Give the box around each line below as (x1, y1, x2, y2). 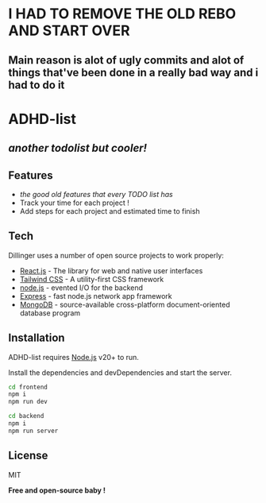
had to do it (8, 78, 65, 91)
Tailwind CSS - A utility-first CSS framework (19, 274, 164, 284)
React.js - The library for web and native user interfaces (19, 265, 203, 275)
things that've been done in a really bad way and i (8, 65, 259, 79)
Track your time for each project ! (19, 198, 129, 207)
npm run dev (8, 398, 48, 406)
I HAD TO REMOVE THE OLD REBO (8, 5, 237, 23)
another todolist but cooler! (8, 141, 148, 155)
